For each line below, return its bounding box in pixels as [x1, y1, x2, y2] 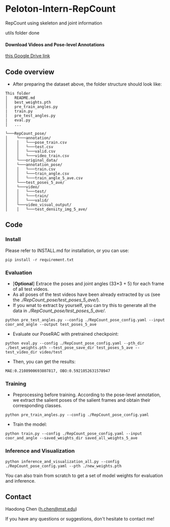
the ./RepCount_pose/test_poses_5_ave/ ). [12, 296, 100, 303]
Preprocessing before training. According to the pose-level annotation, [12, 392, 161, 398]
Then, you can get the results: [12, 358, 76, 365]
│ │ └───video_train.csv [5, 153, 70, 158]
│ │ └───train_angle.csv [5, 171, 70, 176]
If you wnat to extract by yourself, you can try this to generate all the [12, 302, 156, 308]
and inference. [5, 478, 36, 484]
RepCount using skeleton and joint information [5, 20, 103, 26]
